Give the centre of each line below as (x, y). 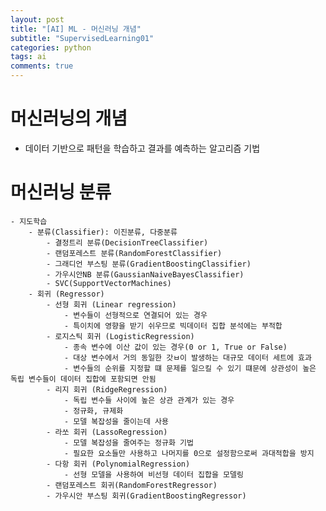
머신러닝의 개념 (69, 118)
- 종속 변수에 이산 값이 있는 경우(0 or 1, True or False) (175, 347)
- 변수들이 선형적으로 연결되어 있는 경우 (135, 315)
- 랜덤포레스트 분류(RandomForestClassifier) (134, 253)
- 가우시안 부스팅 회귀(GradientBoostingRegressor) (146, 496)
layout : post (37, 19)
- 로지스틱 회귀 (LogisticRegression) (120, 336)
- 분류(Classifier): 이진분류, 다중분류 (103, 232)
